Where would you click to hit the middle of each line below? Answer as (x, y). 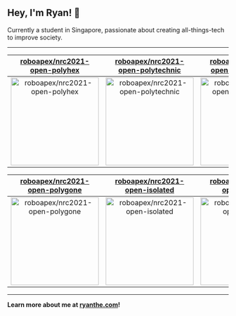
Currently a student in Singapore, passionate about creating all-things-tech (116, 29)
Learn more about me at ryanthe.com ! (64, 304)
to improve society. (35, 37)
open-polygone (55, 190)
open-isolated (150, 190)
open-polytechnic (150, 70)
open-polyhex (55, 70)
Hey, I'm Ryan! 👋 (44, 13)
